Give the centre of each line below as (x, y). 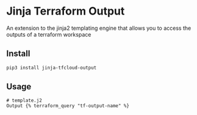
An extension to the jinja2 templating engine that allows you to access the (99, 28)
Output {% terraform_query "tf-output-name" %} (68, 106)
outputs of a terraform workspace (49, 34)
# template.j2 (24, 101)
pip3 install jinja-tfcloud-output (52, 68)
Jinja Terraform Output (66, 11)
